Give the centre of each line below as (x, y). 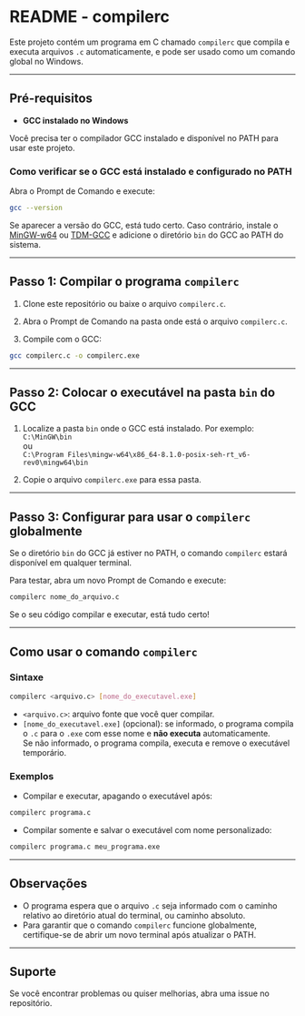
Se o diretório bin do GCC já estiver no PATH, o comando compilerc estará (148, 554)
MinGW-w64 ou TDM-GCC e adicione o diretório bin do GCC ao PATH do (147, 235)
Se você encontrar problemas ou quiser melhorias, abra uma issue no (139, 993)
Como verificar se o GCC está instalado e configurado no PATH (151, 171)
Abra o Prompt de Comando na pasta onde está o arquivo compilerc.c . (155, 321)
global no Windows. (46, 61)
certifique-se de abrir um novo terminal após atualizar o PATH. (139, 934)
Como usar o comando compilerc (103, 651)
